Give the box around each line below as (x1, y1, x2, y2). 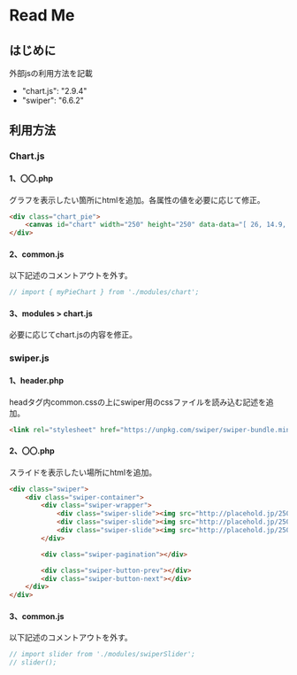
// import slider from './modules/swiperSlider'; (9, 650, 196, 659)
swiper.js (9, 352, 50, 364)
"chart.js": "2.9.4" (21, 86, 88, 96)
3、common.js (9, 610, 65, 621)
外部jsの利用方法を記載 (9, 68, 93, 78)
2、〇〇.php (9, 446, 55, 456)
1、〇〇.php (9, 173, 54, 183)
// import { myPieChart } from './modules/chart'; (9, 288, 200, 297)
